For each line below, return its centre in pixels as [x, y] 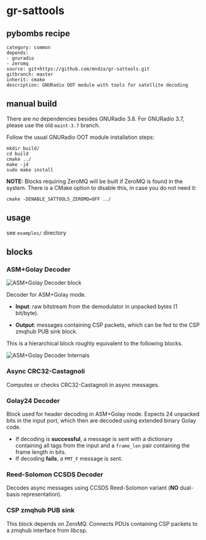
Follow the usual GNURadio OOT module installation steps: [81, 137]
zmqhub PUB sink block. [46, 332]
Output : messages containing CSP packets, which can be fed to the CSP [107, 325]
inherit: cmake [26, 80]
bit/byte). [27, 313]
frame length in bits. [41, 452]
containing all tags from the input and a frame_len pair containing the [102, 445]
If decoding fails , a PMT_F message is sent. [69, 458]
